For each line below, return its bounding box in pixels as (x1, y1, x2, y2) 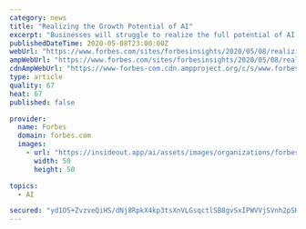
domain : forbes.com (17, 131, 92, 141)
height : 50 (33, 164, 76, 174)
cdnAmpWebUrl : (9, 65, 64, 74)
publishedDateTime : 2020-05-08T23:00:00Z (9, 38, 169, 48)
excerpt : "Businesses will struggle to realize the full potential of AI (9, 30, 296, 39)
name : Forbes (17, 123, 67, 132)
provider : (9, 114, 47, 124)
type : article (9, 73, 64, 82)
